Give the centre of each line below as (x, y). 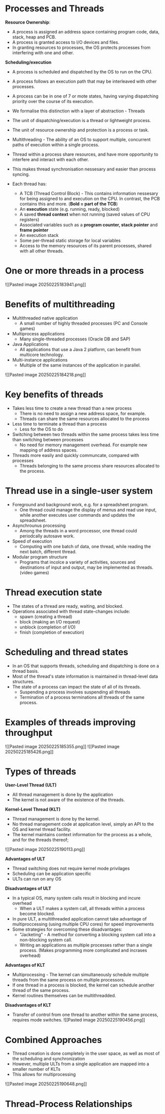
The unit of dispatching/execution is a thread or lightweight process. (82, 120)
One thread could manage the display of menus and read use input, (88, 510)
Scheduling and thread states (67, 652)
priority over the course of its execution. (53, 101)
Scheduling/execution (28, 62)
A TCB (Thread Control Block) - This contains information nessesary (89, 193)
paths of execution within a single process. (56, 145)
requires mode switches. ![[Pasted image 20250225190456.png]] (79, 1020)
